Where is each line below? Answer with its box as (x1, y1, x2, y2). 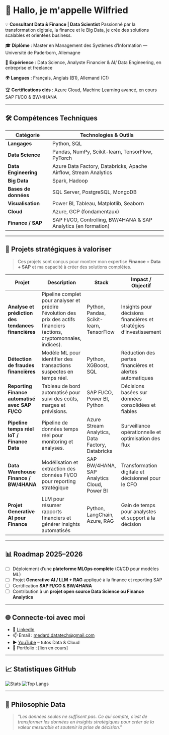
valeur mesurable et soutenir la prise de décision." (17, 724, 122, 730)
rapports (41, 508, 62, 515)
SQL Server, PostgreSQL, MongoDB (52, 189, 137, 196)
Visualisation (8, 200, 40, 207)
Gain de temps (121, 502, 156, 509)
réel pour (41, 432, 63, 439)
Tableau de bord (41, 383, 80, 390)
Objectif (131, 282, 151, 289)
